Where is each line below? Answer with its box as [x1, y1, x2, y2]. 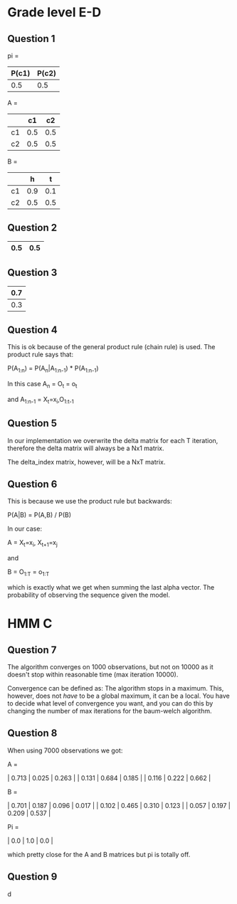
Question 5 [7, 418, 58, 430]
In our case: [7, 524, 43, 533]
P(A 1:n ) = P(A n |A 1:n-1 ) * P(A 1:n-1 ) [7, 364, 99, 374]
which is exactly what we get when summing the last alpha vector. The [7, 583, 215, 592]
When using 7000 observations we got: [7, 746, 123, 755]
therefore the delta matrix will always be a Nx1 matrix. [7, 444, 164, 452]
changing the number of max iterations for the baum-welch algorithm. [7, 707, 212, 716]
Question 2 [7, 222, 58, 234]
